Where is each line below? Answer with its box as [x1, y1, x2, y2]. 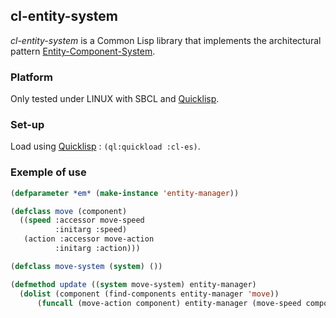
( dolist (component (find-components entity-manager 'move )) [19, 289, 280, 299]
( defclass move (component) [10, 206, 128, 216]
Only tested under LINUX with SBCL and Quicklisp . [10, 93, 220, 105]
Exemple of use [10, 165, 87, 179]
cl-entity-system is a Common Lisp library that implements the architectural [10, 34, 322, 46]
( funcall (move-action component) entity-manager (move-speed [36, 298, 302, 308]
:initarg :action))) [54, 244, 141, 254]
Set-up [10, 118, 45, 132]
